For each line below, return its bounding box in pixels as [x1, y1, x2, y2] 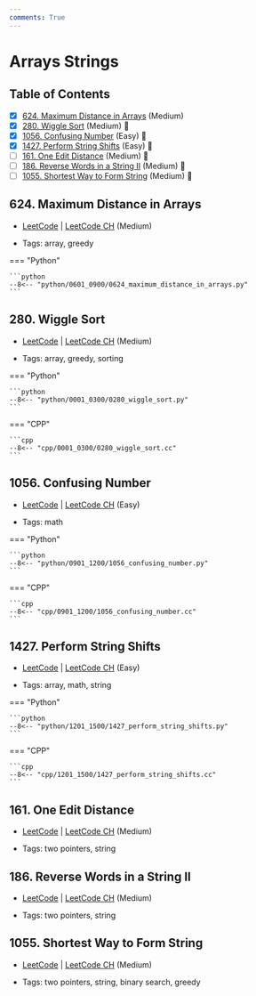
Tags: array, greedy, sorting [21, 352, 124, 363]
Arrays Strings [9, 51, 119, 71]
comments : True [9, 12, 66, 22]
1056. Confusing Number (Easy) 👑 [21, 130, 147, 141]
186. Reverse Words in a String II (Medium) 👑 [21, 160, 186, 171]
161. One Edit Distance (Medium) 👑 [21, 150, 149, 161]
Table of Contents [9, 86, 111, 102]
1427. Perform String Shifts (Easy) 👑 [21, 140, 153, 151]
